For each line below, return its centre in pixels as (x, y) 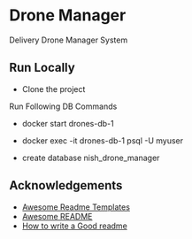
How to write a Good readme (75, 226)
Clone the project (54, 89)
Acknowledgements (66, 185)
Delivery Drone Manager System (69, 40)
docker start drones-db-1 (68, 123)
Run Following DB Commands (63, 106)
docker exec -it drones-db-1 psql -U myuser (103, 140)
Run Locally (42, 68)
